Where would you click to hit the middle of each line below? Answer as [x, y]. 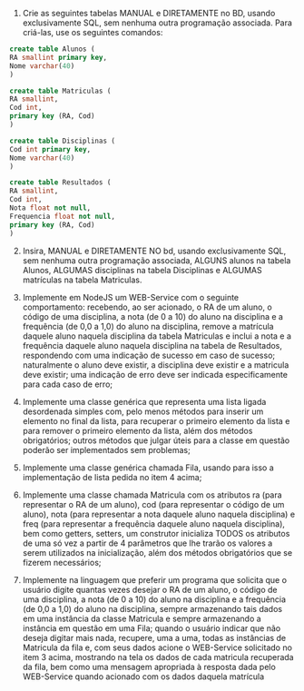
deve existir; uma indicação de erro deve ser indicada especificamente [155, 374]
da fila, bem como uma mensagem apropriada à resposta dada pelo [149, 666]
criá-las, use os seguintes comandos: [93, 32]
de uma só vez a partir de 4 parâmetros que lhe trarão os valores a [147, 543]
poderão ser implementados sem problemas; [106, 449]
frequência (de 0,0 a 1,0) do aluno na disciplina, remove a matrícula [148, 326]
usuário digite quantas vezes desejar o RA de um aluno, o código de [150, 589]
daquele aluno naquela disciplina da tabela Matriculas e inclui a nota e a [157, 336]
